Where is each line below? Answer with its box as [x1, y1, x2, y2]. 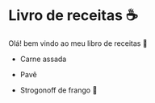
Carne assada [19, 54, 67, 64]
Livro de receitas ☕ [8, 6, 139, 25]
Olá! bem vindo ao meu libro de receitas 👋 [8, 38, 148, 48]
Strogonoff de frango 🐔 [19, 85, 98, 95]
